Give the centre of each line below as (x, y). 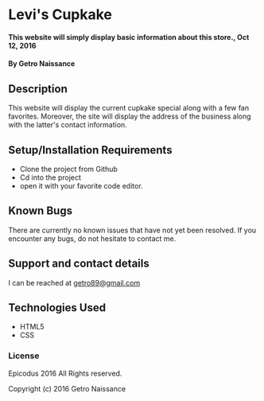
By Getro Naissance (42, 64)
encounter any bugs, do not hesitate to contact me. (92, 238)
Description (38, 89)
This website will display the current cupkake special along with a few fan (128, 108)
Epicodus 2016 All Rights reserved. (65, 373)
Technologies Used (57, 308)
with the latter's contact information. (68, 125)
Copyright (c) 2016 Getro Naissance (67, 388)
